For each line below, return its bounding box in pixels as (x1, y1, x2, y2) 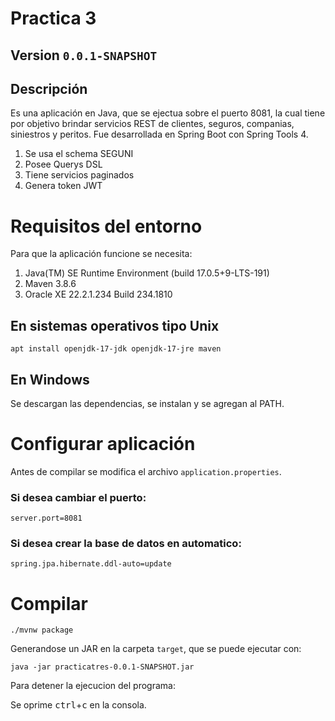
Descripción (10, 80, 88, 97)
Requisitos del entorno (10, 215, 203, 237)
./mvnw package (10, 625, 74, 636)
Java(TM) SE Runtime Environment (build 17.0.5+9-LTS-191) (24, 267, 270, 279)
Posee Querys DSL (24, 158, 103, 171)
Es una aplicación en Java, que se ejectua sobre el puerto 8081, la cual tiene (10, 107, 326, 119)
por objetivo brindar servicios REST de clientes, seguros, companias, (10, 118, 295, 130)
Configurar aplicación (10, 433, 196, 456)
